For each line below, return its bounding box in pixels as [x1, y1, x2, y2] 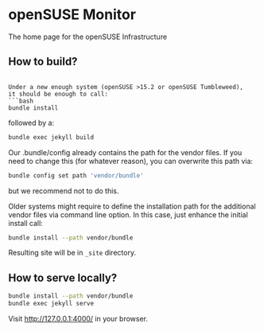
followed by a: [8, 118, 54, 127]
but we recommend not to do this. [8, 185, 119, 196]
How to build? [8, 55, 78, 68]
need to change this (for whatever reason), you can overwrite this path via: [8, 156, 253, 165]
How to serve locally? [8, 271, 118, 284]
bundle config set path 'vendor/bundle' [8, 171, 145, 180]
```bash [8, 97, 34, 105]
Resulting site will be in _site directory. [8, 248, 137, 258]
